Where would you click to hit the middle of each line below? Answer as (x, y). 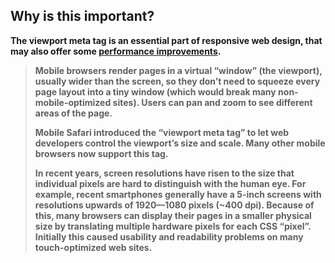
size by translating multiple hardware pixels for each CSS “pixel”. (173, 226)
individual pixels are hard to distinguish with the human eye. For (170, 183)
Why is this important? (82, 16)
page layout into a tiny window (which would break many (155, 91)
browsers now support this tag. (101, 153)
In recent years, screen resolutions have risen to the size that (164, 173)
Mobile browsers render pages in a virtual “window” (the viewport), (178, 70)
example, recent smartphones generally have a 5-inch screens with (178, 194)
